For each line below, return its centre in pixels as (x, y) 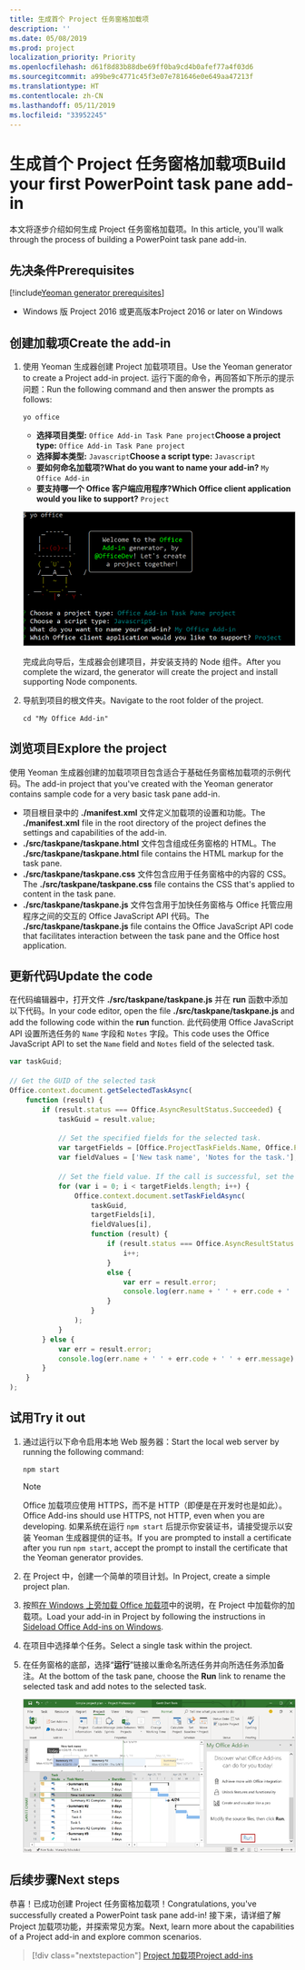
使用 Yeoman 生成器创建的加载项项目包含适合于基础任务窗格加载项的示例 (146, 772)
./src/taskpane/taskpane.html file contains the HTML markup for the (153, 853)
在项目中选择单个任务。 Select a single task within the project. (137, 1645)
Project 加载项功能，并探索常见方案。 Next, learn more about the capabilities (152, 1926)
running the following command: (83, 1451)
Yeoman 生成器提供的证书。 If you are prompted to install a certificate (162, 1537)
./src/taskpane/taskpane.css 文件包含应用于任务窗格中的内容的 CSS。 (157, 874)
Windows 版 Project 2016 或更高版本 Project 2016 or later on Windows (152, 312)
